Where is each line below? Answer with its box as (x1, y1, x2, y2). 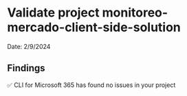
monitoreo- (102, 5, 168, 21)
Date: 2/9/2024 (7, 42, 51, 50)
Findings (7, 62, 46, 74)
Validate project (7, 5, 100, 21)
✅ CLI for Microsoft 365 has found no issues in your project (7, 81, 176, 89)
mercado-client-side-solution (7, 19, 181, 35)
